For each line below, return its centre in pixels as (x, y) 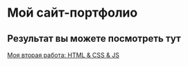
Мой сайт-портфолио (72, 13)
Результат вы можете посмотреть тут (94, 39)
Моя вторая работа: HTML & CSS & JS (63, 55)
